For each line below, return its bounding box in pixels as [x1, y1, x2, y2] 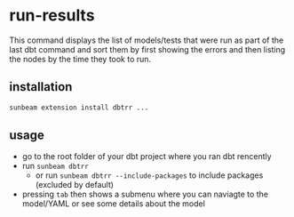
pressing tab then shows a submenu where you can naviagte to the [21, 189, 269, 200]
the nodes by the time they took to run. [9, 53, 152, 64]
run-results [9, 5, 95, 26]
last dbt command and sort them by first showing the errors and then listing [9, 44, 286, 54]
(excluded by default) [35, 180, 114, 190]
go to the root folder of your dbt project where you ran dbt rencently [21, 151, 273, 162]
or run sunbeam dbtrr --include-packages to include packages [35, 170, 264, 181]
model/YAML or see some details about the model [21, 198, 206, 209]
